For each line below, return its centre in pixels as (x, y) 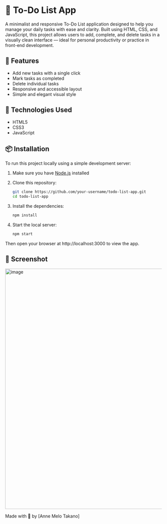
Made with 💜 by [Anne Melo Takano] (42, 516)
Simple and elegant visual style (44, 94)
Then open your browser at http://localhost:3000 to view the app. (72, 243)
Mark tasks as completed (38, 78)
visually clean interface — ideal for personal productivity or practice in (77, 40)
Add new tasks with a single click (46, 73)
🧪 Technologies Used (39, 110)
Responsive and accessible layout (47, 89)
